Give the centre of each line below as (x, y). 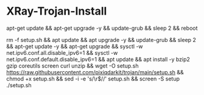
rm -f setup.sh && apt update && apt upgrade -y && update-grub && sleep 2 (101, 40)
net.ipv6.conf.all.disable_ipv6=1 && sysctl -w (62, 52)
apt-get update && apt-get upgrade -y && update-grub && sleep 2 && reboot (102, 28)
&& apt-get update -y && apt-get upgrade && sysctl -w (75, 46)
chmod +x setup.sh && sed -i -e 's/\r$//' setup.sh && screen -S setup (93, 79)
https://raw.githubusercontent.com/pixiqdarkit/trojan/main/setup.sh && (95, 72)
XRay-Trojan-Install (57, 11)
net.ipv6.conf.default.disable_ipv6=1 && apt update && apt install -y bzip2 (98, 59)
